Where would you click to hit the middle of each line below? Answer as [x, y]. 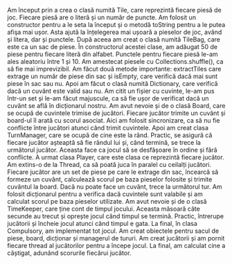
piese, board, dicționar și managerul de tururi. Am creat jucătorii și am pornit [116, 238]
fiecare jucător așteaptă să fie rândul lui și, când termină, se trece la [104, 142]
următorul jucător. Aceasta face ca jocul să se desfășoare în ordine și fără [112, 150]
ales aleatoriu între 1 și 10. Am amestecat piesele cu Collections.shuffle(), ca [115, 61]
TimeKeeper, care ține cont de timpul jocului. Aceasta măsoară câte [104, 209]
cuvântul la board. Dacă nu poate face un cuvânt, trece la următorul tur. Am [115, 187]
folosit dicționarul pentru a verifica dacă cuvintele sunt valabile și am [105, 194]
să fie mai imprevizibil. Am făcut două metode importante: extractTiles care [114, 69]
